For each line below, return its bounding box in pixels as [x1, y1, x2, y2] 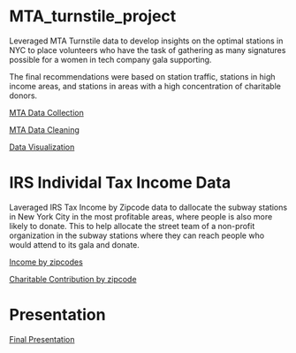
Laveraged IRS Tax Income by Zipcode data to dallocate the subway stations [9, 202, 288, 212]
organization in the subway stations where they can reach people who [9, 230, 265, 241]
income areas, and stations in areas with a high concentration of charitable [9, 81, 281, 91]
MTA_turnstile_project [9, 6, 177, 27]
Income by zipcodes [9, 257, 84, 267]
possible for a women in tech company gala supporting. [9, 54, 212, 65]
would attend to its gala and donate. [9, 239, 140, 249]
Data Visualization [9, 142, 75, 152]
